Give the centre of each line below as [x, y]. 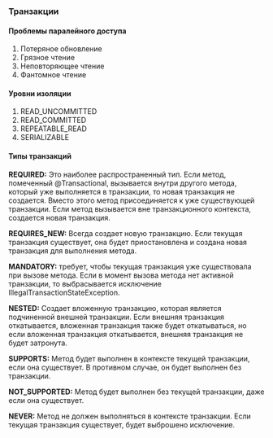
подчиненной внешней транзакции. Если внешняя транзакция [117, 317]
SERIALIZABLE [45, 138]
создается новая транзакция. [60, 217]
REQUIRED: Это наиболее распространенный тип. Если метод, [117, 174]
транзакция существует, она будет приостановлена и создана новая [128, 242]
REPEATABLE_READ [54, 129]
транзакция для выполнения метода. [73, 251]
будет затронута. [38, 343]
